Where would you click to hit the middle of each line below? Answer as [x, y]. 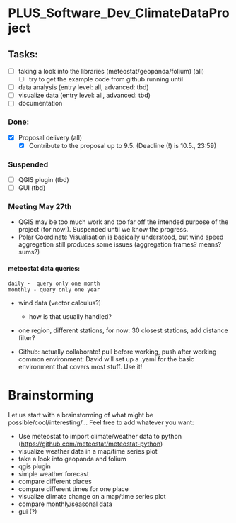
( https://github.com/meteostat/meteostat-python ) [90, 444]
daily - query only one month [54, 283]
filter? [26, 337]
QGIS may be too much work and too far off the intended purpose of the [123, 222]
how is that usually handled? [70, 316]
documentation [40, 103]
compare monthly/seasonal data [65, 504]
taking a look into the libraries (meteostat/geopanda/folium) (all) [111, 71]
